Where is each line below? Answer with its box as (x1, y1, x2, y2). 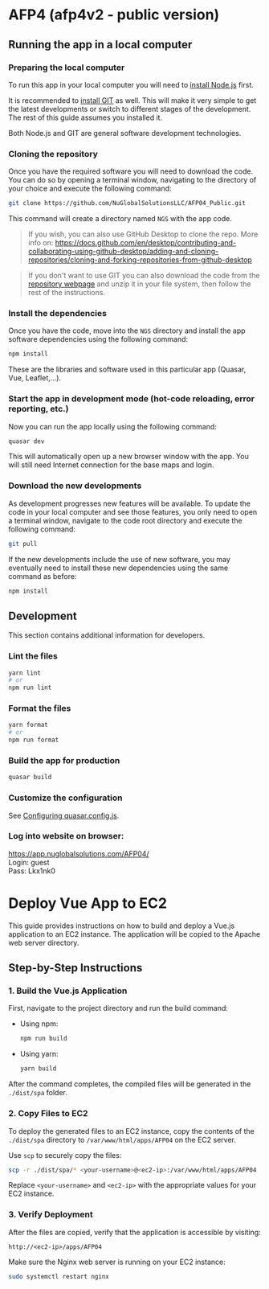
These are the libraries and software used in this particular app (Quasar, (8, 364, 247, 375)
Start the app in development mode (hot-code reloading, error (8, 393, 255, 404)
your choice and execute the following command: (8, 183, 172, 194)
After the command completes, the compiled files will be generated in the (8, 1079, 251, 1089)
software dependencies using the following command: (8, 335, 189, 344)
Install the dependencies (8, 307, 107, 318)
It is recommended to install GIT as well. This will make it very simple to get (8, 95, 257, 105)
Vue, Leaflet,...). (8, 373, 62, 383)
